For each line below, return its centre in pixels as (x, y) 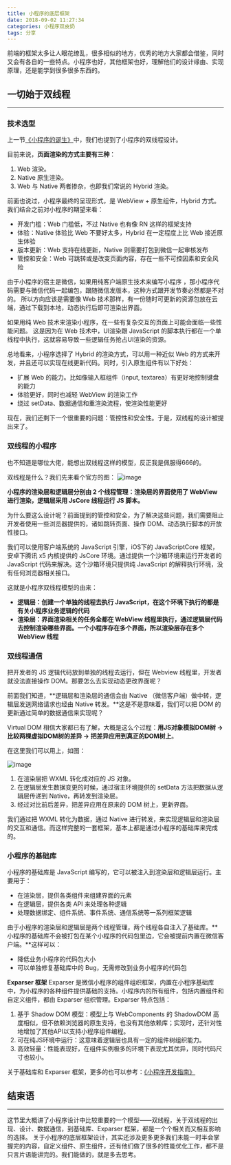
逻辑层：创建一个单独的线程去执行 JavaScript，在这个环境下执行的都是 (118, 602)
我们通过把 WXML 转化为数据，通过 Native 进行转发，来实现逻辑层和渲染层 (113, 819)
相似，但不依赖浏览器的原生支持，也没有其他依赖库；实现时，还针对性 (122, 1023)
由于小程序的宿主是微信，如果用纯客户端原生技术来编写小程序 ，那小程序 (110, 282)
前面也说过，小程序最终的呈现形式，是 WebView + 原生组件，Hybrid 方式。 (113, 201)
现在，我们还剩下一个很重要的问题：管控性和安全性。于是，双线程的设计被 (112, 418)
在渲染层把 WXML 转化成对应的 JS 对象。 (76, 779)
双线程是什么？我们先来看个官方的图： (61, 477)
